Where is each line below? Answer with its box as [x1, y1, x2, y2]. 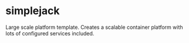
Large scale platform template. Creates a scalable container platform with [5, 24, 183, 31]
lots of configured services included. [5, 29, 95, 37]
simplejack [5, 4, 60, 18]
